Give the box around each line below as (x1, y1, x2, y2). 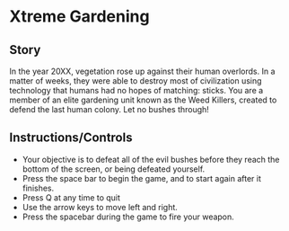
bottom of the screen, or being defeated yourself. (22, 164, 206, 174)
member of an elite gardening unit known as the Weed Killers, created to (9, 94, 277, 105)
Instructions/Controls (9, 130, 133, 146)
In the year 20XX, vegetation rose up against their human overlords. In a (9, 66, 276, 76)
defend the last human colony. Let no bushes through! (9, 104, 209, 114)
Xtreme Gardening (9, 6, 150, 27)
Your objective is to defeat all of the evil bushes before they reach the (22, 154, 280, 164)
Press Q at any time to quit (22, 191, 121, 203)
